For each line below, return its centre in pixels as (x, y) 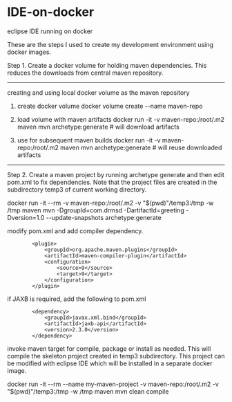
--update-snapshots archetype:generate (104, 217)
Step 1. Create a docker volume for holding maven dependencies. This (107, 65)
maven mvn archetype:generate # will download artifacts (98, 127)
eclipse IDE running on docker (50, 31)
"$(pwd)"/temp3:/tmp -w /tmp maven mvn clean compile (88, 391)
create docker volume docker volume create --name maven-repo (110, 106)
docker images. (29, 52)
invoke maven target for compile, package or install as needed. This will (109, 348)
